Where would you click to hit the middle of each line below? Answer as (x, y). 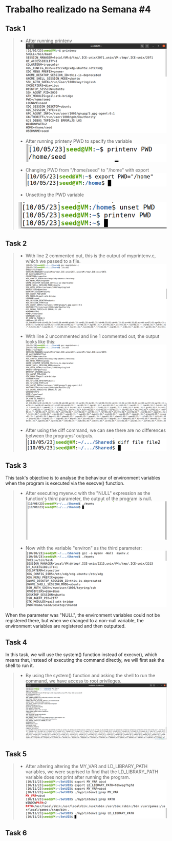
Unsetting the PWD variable (55, 195)
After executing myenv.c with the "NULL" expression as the (88, 493)
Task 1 (15, 28)
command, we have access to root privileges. (73, 681)
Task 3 (16, 465)
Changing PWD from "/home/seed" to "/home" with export (87, 170)
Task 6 (16, 833)
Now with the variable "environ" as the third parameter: (84, 548)
